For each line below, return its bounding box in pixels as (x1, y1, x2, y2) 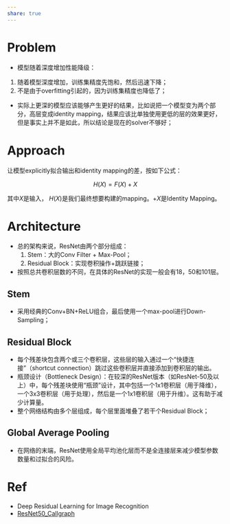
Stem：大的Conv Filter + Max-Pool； (27, 251, 132, 259)
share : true (7, 10, 41, 17)
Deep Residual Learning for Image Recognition (16, 502, 149, 510)
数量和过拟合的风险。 (16, 455, 78, 463)
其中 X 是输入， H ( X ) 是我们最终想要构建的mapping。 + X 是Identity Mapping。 (7, 194, 221, 203)
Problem (7, 39, 56, 55)
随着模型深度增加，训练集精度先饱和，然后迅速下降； (16, 78, 168, 86)
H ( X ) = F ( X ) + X (93, 180, 138, 188)
